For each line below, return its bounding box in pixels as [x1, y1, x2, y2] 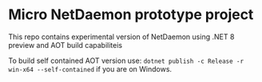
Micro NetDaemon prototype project [8, 6, 254, 24]
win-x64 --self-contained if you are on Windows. [8, 64, 173, 73]
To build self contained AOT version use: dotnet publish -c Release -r [8, 56, 244, 65]
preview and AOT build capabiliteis [8, 40, 122, 49]
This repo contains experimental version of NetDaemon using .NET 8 [8, 32, 235, 41]
